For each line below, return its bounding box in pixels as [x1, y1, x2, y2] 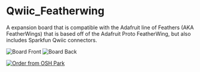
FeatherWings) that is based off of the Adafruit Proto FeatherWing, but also [6, 30, 191, 37]
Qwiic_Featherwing [6, 4, 104, 18]
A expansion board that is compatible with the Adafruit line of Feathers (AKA [6, 24, 194, 31]
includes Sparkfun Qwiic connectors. [6, 36, 97, 43]
